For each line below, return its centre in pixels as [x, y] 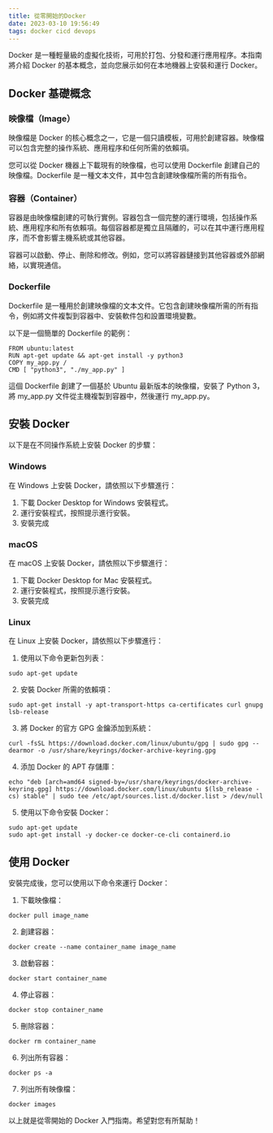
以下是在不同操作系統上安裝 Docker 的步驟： [83, 445]
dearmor [22, 751]
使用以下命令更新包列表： [63, 658]
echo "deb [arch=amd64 [47, 782]
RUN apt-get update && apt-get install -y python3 [96, 355]
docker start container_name [58, 979]
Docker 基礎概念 [50, 93]
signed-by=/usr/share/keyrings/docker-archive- [170, 782]
